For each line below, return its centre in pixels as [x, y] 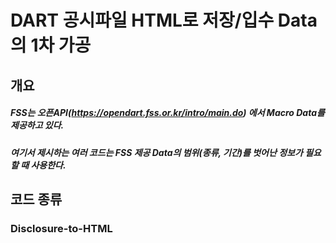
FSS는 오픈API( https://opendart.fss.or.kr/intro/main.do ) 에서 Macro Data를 [167, 113]
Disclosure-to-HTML [61, 228]
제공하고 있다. [37, 125]
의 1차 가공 [51, 45]
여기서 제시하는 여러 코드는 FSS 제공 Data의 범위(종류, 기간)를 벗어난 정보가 [156, 152]
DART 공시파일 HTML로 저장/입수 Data [164, 20]
